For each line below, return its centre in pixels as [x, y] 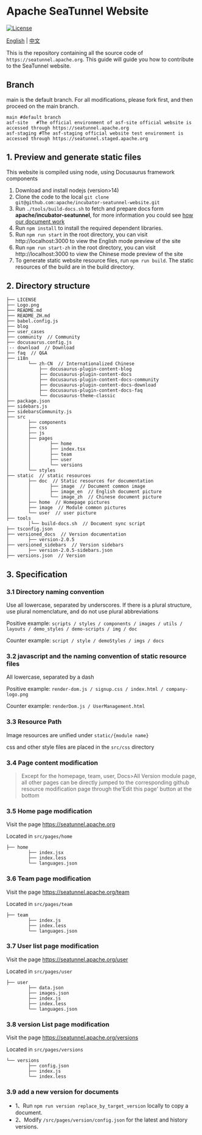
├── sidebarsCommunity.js [39, 412]
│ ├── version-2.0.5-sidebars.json [60, 550]
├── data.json [46, 988]
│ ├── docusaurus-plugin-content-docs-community [83, 380]
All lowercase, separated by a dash [50, 677]
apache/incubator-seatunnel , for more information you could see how [104, 215]
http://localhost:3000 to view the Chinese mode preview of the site [99, 253]
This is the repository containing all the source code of [75, 52]
